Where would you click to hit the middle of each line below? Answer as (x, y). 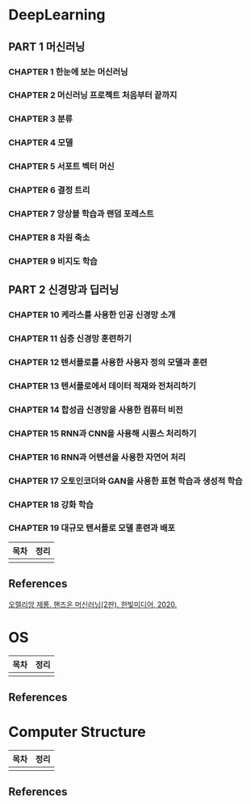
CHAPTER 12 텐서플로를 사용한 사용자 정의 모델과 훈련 (108, 363)
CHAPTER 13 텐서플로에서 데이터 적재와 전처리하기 (102, 385)
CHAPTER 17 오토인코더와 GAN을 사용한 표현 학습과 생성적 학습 (125, 481)
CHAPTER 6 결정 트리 (49, 190)
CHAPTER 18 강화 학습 (51, 504)
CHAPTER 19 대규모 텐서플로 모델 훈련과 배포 (92, 528)
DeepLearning (57, 15)
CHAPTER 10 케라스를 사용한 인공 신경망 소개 (92, 315)
